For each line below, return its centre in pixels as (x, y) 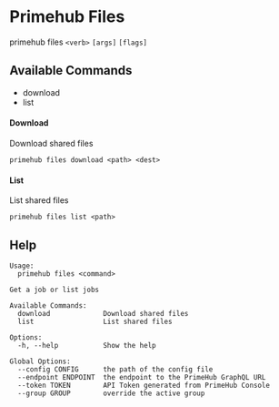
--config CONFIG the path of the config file (115, 369)
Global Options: (40, 361)
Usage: (22, 266)
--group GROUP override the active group (111, 393)
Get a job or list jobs (55, 290)
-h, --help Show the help (87, 345)
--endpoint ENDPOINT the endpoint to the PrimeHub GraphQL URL (142, 377)
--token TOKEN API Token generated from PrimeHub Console (144, 385)
